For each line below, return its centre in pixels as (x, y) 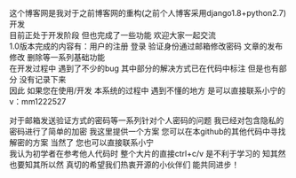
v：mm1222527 (38, 101)
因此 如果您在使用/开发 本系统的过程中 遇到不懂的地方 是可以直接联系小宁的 (148, 90)
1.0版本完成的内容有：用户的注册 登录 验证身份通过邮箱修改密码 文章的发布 (146, 46)
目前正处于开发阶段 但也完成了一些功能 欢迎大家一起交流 (112, 35)
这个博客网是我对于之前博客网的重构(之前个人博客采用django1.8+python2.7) (148, 13)
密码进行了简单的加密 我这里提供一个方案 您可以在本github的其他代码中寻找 (148, 132)
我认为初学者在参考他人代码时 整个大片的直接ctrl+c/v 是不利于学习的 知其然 (148, 154)
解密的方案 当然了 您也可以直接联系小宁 (81, 143)
